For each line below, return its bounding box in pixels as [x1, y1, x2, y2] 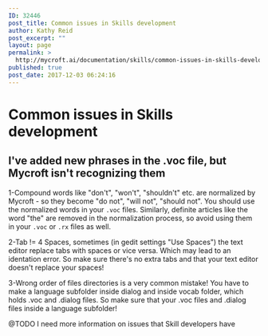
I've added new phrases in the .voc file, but [8, 154, 227, 168]
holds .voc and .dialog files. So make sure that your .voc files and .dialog [8, 294, 246, 304]
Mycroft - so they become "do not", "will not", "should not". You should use [8, 196, 255, 206]
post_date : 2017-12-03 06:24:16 [8, 71, 116, 79]
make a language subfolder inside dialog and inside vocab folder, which [8, 287, 244, 296]
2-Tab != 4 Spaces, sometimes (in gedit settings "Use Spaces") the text [8, 237, 243, 247]
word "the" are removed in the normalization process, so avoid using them [8, 213, 253, 223]
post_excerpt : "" [8, 34, 66, 42]
